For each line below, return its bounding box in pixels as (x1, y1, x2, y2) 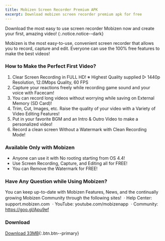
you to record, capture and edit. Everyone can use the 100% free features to (5, 45, 160, 51)
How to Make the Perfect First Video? (5, 63, 97, 69)
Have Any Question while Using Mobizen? (5, 178, 107, 185)
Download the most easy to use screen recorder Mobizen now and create (5, 25, 155, 31)
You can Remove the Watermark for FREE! (12, 166, 98, 172)
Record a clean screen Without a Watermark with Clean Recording (12, 126, 147, 132)
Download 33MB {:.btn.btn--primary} (5, 230, 79, 236)
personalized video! (12, 121, 53, 127)
